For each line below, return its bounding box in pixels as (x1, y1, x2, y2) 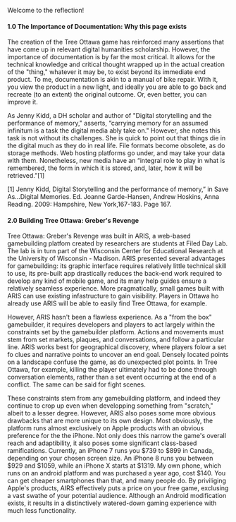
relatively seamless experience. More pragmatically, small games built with (7, 284, 225, 293)
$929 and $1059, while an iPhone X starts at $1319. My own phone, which (7, 461, 222, 470)
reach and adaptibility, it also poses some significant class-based (7, 439, 197, 447)
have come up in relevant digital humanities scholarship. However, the (7, 45, 211, 54)
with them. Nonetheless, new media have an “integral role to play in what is (7, 157, 225, 165)
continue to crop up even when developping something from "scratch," (7, 401, 213, 410)
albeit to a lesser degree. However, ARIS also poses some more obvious (7, 409, 216, 418)
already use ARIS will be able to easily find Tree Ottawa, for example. (7, 299, 208, 308)
